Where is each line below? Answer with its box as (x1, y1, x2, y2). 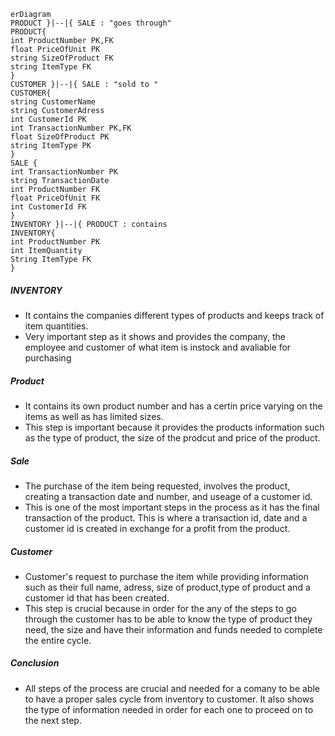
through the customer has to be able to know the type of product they (24, 613, 313, 625)
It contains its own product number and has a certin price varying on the (24, 400, 323, 412)
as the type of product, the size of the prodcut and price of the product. (24, 431, 321, 444)
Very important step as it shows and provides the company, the (24, 330, 286, 342)
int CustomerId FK (10, 202, 87, 212)
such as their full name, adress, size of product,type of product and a (24, 581, 311, 593)
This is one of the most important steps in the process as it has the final (24, 501, 320, 513)
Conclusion (10, 657, 60, 669)
